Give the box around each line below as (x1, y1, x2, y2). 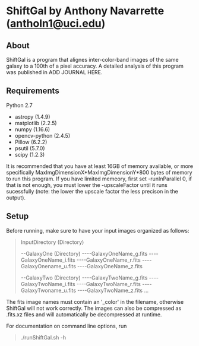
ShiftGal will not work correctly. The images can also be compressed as (6, 304, 182, 312)
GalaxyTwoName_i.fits (20, 280, 75, 287)
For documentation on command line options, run (6, 322, 127, 329)
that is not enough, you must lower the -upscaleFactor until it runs (6, 181, 168, 188)
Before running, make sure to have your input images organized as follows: (6, 227, 189, 234)
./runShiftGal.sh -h (20, 334, 67, 341)
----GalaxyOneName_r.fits (76, 256, 141, 264)
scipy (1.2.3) (14, 151, 45, 158)
